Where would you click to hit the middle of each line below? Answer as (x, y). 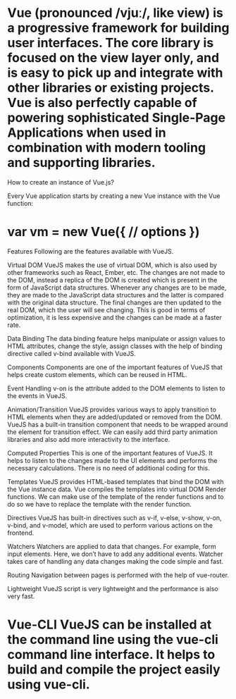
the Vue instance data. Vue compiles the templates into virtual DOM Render (117, 489)
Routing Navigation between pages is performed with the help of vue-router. (118, 575)
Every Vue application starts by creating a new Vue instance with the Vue (114, 196)
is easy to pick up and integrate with (115, 73)
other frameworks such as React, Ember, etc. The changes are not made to (116, 272)
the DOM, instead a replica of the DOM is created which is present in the (112, 280)
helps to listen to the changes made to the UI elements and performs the (112, 460)
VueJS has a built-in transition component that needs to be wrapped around (118, 424)
